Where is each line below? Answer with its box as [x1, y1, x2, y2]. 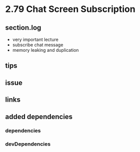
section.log [5, 23, 41, 32]
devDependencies [5, 141, 51, 148]
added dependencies [5, 112, 73, 121]
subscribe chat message [12, 42, 63, 48]
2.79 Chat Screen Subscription [5, 3, 136, 15]
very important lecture [12, 36, 58, 42]
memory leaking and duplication [12, 47, 79, 53]
